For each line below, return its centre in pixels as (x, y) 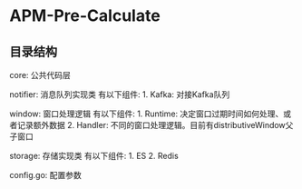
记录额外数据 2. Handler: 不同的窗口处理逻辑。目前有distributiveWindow (151, 125)
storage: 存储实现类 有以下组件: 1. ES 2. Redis (94, 156)
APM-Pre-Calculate (85, 16)
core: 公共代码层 (40, 75)
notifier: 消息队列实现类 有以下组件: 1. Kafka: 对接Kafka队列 (120, 94)
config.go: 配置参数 (45, 175)
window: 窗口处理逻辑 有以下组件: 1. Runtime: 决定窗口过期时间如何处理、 (146, 114)
